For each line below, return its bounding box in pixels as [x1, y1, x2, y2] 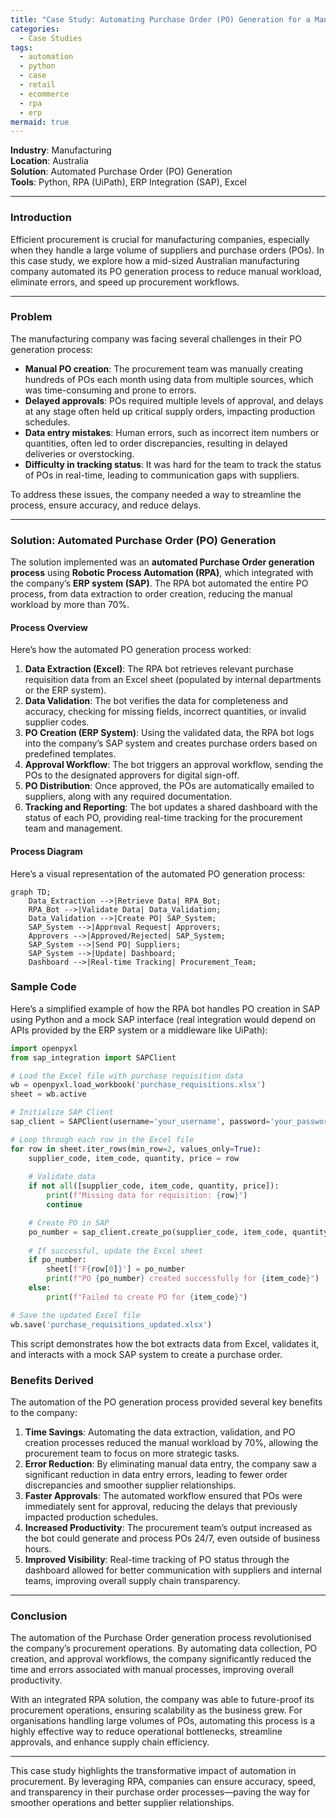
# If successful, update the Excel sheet [28, 1246, 203, 1256]
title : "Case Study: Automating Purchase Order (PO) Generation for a [10, 14, 311, 25]
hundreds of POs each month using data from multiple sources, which [24, 373, 314, 385]
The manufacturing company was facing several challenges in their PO [10, 332, 302, 345]
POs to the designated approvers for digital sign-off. [24, 769, 240, 781]
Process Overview [10, 621, 89, 633]
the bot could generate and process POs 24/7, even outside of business [24, 1532, 321, 1544]
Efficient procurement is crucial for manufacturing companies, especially [10, 233, 310, 245]
